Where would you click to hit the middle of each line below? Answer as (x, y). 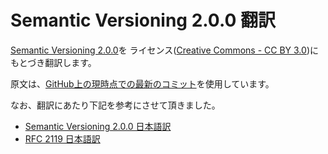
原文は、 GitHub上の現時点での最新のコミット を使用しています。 (142, 83)
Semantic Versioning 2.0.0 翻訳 (143, 20)
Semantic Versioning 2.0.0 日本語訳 (98, 126)
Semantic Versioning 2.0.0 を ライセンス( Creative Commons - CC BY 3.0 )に (164, 50)
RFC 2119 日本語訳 (62, 138)
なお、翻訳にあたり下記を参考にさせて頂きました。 (115, 105)
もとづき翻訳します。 (53, 62)
